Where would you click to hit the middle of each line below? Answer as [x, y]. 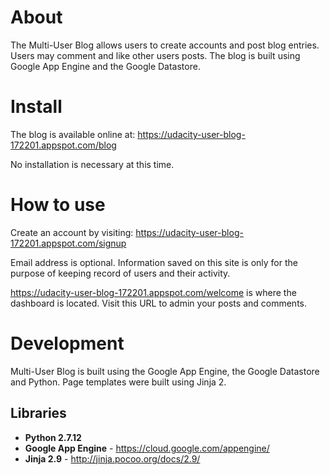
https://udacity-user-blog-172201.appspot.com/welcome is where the [153, 292]
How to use [58, 205]
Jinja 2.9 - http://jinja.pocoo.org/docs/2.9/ [112, 458]
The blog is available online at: [73, 134]
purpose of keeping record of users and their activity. [120, 273]
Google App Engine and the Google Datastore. [105, 66]
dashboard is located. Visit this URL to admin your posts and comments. [159, 303]
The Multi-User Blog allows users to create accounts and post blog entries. [165, 45]
